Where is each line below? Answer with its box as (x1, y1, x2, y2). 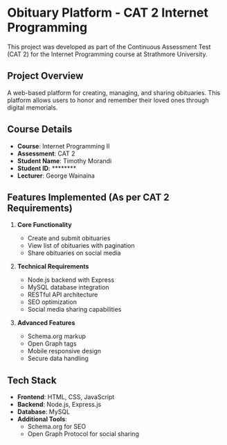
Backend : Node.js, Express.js (17, 401, 102, 409)
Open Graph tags (27, 339, 78, 348)
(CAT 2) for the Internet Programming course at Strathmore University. (7, 50, 208, 58)
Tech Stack (7, 374, 57, 386)
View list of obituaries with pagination (27, 242, 135, 250)
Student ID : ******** (17, 164, 77, 172)
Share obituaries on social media (27, 249, 121, 258)
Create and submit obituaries (27, 234, 111, 242)
